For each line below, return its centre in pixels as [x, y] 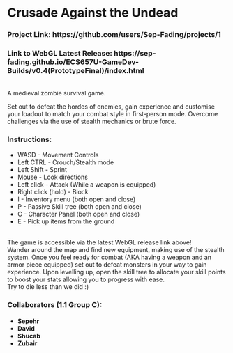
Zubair [27, 343]
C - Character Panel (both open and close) [78, 214]
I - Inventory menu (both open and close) [76, 199]
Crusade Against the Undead [93, 13]
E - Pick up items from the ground [66, 221]
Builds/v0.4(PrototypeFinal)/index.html [76, 71]
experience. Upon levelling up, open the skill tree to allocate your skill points [116, 272]
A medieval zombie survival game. [57, 93]
